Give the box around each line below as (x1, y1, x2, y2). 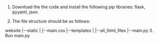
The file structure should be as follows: (12, 19, 90, 24)
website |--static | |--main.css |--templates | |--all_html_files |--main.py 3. (5, 28, 154, 33)
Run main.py (5, 33, 30, 38)
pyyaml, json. (12, 9, 39, 15)
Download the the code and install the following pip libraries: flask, (12, 4, 146, 10)
